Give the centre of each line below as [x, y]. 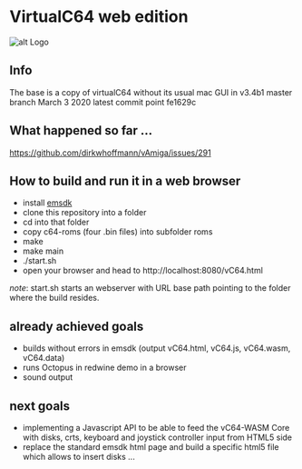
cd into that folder [56, 222]
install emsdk [47, 203]
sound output [48, 377]
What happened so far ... [81, 130]
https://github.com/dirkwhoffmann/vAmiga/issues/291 [110, 153]
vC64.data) [44, 358]
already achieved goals [77, 326]
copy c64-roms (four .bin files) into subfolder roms [117, 232]
